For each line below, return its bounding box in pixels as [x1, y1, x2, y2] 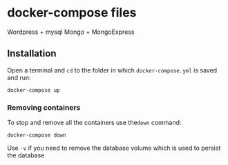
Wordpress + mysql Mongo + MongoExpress [7, 28, 135, 36]
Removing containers [7, 102, 81, 112]
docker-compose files [7, 5, 137, 21]
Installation [7, 48, 57, 59]
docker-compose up [7, 86, 60, 94]
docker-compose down [7, 132, 67, 139]
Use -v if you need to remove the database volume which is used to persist [7, 144, 221, 153]
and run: [7, 73, 31, 81]
